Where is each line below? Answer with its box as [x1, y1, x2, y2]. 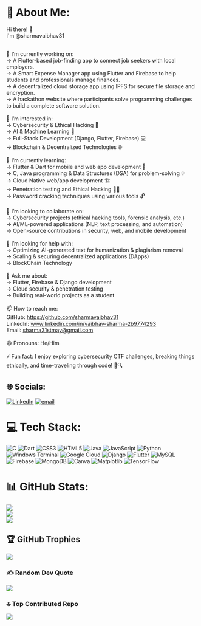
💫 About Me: [6, 5, 70, 19]
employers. [6, 63, 35, 71]
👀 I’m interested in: [6, 115, 53, 122]
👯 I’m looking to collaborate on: [6, 207, 84, 215]
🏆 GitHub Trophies [6, 534, 81, 545]
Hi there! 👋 [6, 26, 33, 33]
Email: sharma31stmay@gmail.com [6, 326, 94, 334]
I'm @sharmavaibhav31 [6, 32, 65, 39]
